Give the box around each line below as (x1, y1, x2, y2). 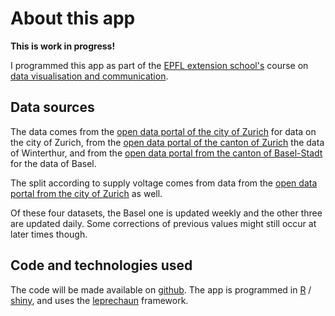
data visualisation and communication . (10, 70, 169, 82)
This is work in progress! (10, 40, 116, 52)
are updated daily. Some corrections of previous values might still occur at (10, 217, 317, 229)
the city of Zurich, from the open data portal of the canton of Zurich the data (10, 136, 325, 148)
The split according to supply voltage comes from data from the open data (10, 177, 318, 189)
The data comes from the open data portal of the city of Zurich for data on (10, 125, 317, 137)
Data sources (10, 99, 95, 116)
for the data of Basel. (10, 157, 97, 169)
